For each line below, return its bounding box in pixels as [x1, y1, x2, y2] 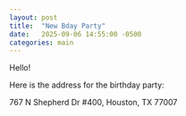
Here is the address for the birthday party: [9, 79, 165, 90]
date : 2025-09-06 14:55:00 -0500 [9, 29, 142, 38]
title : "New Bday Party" [9, 21, 106, 30]
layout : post [9, 12, 58, 22]
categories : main [9, 37, 74, 47]
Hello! [9, 62, 31, 73]
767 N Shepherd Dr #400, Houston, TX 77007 [9, 97, 178, 108]
